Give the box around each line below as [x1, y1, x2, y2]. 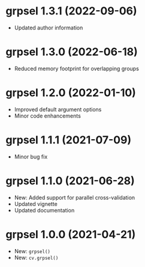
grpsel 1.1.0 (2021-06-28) [5, 174, 135, 187]
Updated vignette [14, 200, 58, 208]
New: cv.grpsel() [14, 254, 59, 261]
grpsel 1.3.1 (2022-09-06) [5, 4, 137, 18]
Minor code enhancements [14, 112, 81, 119]
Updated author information [14, 24, 83, 31]
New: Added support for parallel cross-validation [14, 194, 135, 201]
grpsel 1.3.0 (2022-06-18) [5, 45, 138, 59]
